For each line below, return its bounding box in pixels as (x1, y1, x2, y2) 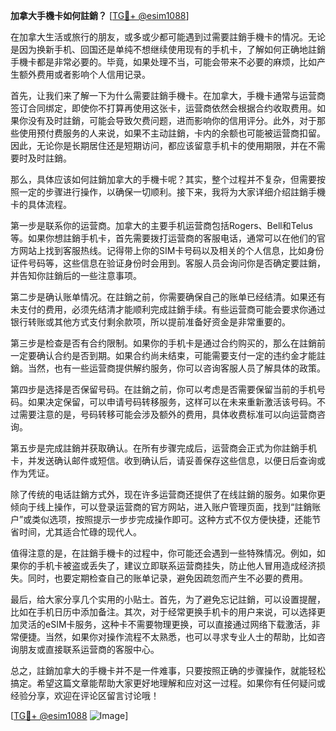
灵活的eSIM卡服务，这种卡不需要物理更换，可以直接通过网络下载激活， (18, 619, 312, 630)
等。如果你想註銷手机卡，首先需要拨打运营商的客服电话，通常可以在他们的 (10, 232, 317, 244)
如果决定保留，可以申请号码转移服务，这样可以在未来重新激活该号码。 (27, 396, 317, 408)
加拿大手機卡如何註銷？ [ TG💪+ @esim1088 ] (10, 10, 190, 21)
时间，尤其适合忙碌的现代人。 (18, 526, 142, 538)
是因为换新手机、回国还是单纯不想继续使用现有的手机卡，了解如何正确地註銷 (10, 44, 326, 55)
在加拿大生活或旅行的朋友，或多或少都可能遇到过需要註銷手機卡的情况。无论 (10, 31, 326, 43)
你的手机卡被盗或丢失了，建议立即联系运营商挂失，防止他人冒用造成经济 (18, 560, 317, 571)
